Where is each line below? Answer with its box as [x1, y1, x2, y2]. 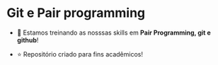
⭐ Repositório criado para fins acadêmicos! [16, 49, 143, 58]
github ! [16, 35, 39, 44]
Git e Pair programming [6, 5, 146, 21]
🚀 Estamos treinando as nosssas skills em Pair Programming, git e [16, 28, 212, 37]
